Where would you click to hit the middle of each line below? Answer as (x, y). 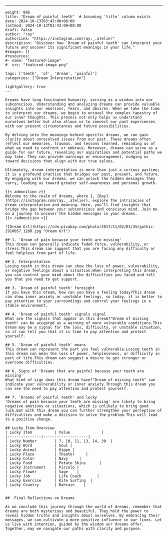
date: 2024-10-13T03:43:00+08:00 (40, 21)
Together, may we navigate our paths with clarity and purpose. (73, 528)
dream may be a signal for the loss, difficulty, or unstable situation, (84, 327)
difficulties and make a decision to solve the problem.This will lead (81, 415)
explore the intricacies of (121, 200)
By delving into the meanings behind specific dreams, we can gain (77, 135)
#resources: (17, 56)
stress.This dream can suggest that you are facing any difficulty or (80, 248)
